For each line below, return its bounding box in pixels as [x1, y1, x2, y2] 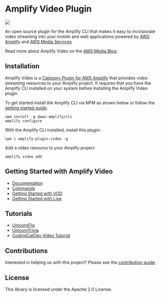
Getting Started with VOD [12, 190, 63, 196]
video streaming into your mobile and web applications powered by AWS [5, 33, 150, 39]
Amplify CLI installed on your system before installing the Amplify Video [5, 85, 148, 91]
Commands [12, 185, 35, 191]
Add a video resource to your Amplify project [5, 145, 95, 150]
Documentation [12, 180, 43, 186]
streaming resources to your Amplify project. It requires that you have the [5, 80, 151, 86]
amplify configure [5, 119, 42, 123]
